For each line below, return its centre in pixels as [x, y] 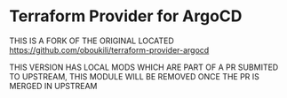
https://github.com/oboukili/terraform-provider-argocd [109, 49]
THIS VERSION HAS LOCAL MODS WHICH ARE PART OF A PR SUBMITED [144, 67]
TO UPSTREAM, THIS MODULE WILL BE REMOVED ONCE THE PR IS [135, 76]
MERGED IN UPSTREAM [53, 86]
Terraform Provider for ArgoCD [126, 16]
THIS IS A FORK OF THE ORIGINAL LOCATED [92, 41]
